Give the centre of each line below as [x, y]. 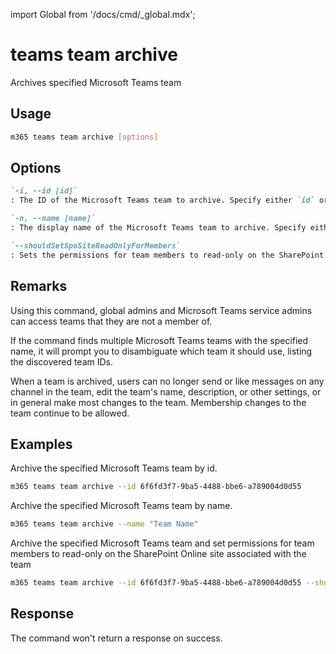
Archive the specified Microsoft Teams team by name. [121, 506]
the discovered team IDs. [61, 361]
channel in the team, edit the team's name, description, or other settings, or [166, 391]
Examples [41, 444]
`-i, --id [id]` [44, 191]
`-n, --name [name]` [53, 219]
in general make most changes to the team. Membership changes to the [158, 402]
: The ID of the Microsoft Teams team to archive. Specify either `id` [162, 200]
